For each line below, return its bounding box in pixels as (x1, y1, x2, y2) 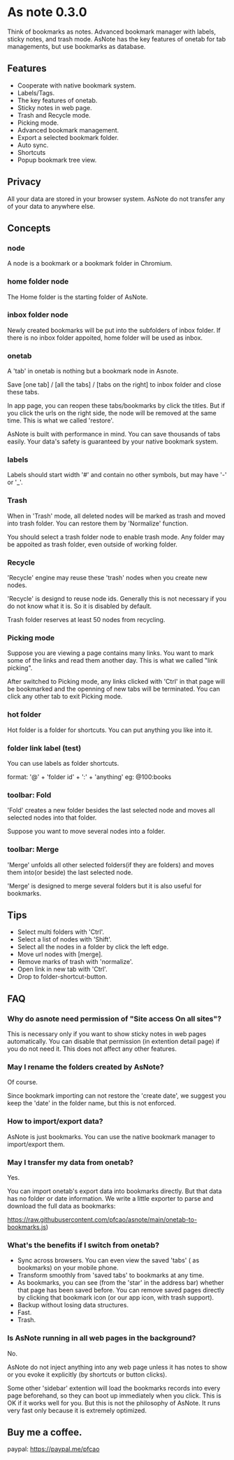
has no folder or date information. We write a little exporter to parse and (7, 1194, 214, 1202)
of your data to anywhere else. (7, 202, 96, 210)
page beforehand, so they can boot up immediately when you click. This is (7, 1391, 221, 1400)
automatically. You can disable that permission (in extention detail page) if (7, 1038, 220, 1046)
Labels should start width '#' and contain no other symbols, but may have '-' (7, 471, 227, 479)
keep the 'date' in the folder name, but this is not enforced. (7, 1099, 176, 1108)
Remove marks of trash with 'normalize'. (17, 958, 133, 966)
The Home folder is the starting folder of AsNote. (7, 292, 148, 301)
